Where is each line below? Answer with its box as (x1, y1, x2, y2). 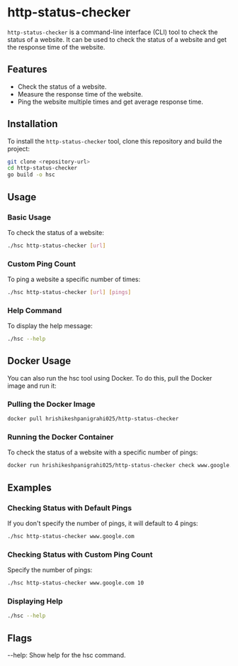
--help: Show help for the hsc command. (7, 650, 126, 659)
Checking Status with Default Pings (7, 503, 132, 513)
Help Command (7, 305, 62, 315)
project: (7, 144, 30, 153)
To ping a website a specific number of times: (7, 275, 141, 284)
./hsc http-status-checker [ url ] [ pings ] (7, 289, 132, 296)
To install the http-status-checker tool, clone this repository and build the (7, 136, 222, 146)
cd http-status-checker (7, 165, 78, 172)
